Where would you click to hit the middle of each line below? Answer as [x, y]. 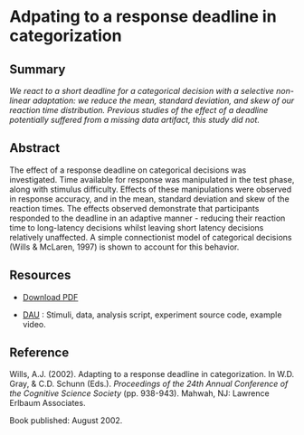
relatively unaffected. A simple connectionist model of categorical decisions [151, 237]
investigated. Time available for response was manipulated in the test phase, [152, 179]
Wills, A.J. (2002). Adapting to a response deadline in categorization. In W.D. [152, 374]
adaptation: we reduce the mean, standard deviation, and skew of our [163, 100]
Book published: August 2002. [66, 421]
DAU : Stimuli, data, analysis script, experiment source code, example [152, 315]
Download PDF [50, 297]
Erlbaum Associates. [47, 403]
